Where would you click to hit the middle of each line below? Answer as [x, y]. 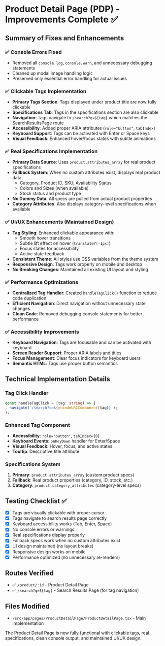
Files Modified [28, 606]
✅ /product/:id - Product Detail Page [50, 585]
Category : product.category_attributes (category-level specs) [77, 485]
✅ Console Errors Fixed [33, 52]
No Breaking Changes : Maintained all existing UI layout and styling [80, 269]
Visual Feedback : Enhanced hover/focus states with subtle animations [84, 138]
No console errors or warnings [43, 529]
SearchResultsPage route [38, 123]
